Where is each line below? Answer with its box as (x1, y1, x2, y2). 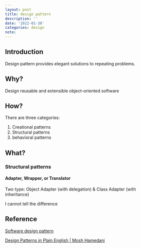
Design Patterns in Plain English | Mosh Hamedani (5, 237, 105, 243)
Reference (5, 215, 37, 223)
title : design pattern (5, 12, 51, 17)
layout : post (5, 7, 32, 12)
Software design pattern (5, 228, 54, 234)
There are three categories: (5, 115, 60, 121)
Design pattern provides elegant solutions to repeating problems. (5, 60, 136, 66)
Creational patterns (12, 124, 51, 130)
